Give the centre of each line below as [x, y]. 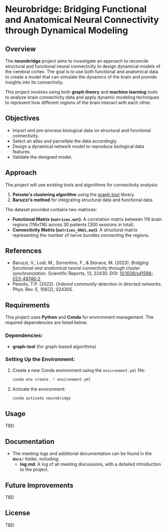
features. [22, 152]
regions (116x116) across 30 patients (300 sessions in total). [74, 224]
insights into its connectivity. [34, 82]
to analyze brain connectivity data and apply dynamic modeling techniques [82, 97]
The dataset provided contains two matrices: [51, 209]
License [18, 513]
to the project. [34, 469]
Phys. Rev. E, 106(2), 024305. [43, 289]
